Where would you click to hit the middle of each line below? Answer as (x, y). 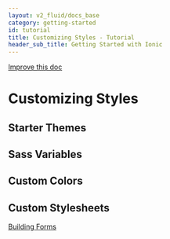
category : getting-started (52, 23)
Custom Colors (46, 181)
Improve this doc (35, 67)
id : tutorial (29, 30)
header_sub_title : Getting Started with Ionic (85, 45)
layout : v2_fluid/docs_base (54, 15)
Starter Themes (47, 128)
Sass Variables (45, 154)
